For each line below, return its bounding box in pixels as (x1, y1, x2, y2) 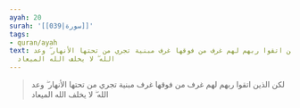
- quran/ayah (9, 37, 58, 47)
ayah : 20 (9, 12, 42, 22)
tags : (9, 29, 29, 38)
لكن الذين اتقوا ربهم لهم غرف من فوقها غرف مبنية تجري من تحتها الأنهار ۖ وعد (30, 79, 286, 89)
